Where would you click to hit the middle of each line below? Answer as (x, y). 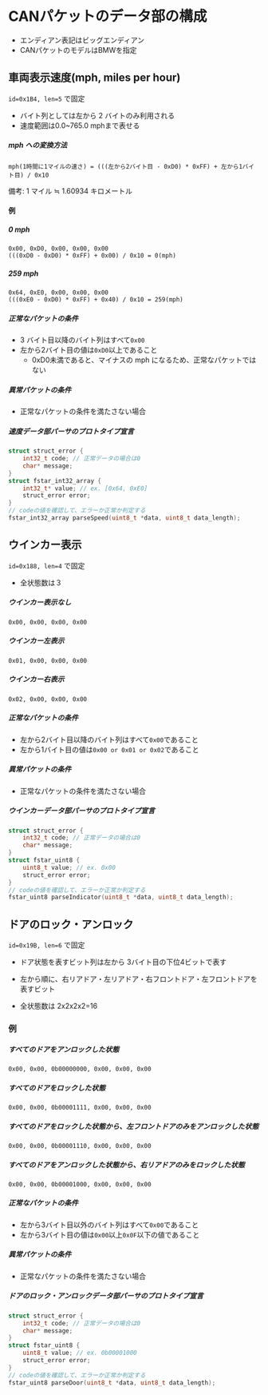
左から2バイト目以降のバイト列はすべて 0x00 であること (109, 739)
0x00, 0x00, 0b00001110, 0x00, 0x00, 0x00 (80, 1146)
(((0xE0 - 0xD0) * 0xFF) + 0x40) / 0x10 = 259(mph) (96, 300)
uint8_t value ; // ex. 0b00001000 (80, 1353)
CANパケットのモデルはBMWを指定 (78, 50)
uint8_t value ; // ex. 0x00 (69, 867)
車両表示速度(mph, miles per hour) (95, 78)
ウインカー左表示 (36, 641)
